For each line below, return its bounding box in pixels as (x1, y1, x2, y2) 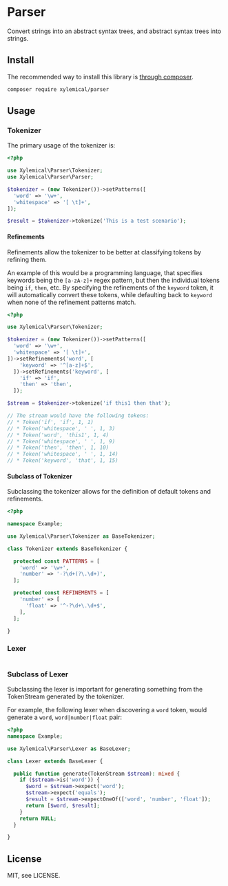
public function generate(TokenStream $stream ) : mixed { (13, 770, 180, 777)
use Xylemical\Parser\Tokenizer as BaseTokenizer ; (7, 532, 156, 540)
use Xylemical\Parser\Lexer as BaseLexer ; (7, 745, 131, 752)
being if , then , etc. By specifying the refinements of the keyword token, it (7, 283, 214, 292)
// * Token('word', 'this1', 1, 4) (7, 432, 110, 439)
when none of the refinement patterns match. (7, 298, 136, 306)
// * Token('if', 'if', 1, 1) (7, 419, 94, 425)
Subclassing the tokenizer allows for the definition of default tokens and (7, 487, 211, 496)
